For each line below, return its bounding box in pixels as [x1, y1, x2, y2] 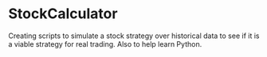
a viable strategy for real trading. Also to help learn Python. [8, 39, 202, 48]
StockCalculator [8, 5, 118, 23]
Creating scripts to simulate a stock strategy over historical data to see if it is [8, 31, 260, 40]
